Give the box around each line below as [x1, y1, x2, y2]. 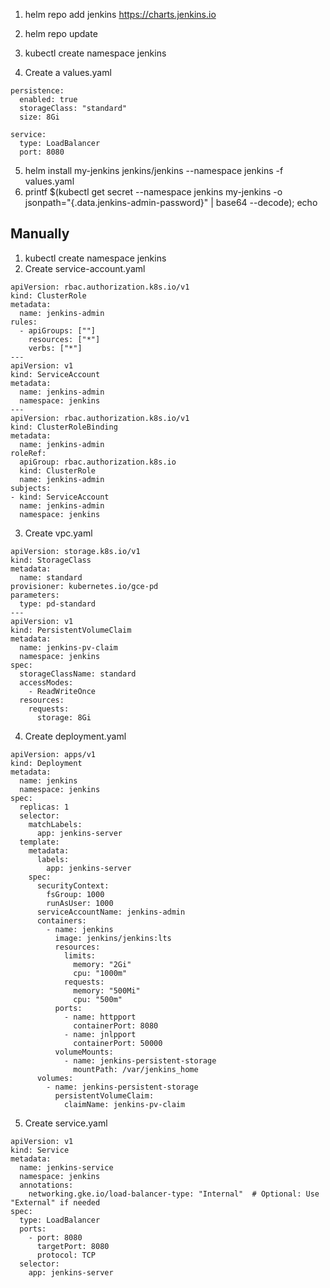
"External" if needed [10, 1197, 101, 1208]
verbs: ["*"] [28, 343, 83, 353]
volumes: [36, 1073, 74, 1083]
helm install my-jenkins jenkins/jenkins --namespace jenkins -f [24, 165, 284, 176]
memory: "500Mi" [73, 985, 141, 996]
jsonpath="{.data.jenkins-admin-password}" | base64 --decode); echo [24, 197, 318, 208]
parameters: [10, 590, 60, 600]
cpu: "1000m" [73, 968, 128, 978]
